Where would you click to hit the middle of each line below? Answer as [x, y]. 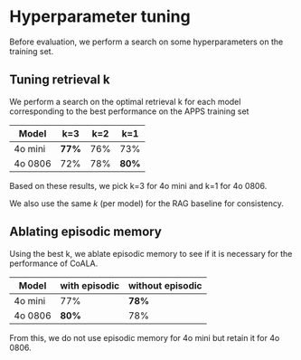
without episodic [165, 285]
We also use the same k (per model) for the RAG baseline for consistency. [147, 203]
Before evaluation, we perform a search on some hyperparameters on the [146, 42]
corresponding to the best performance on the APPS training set [129, 111]
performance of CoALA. [54, 263]
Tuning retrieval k [60, 80]
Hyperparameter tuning [100, 17]
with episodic [90, 285]
